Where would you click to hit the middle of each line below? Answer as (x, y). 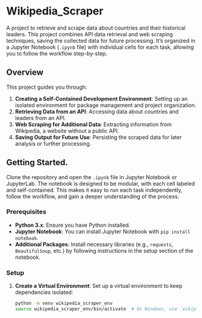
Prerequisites (26, 212)
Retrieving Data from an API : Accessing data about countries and (97, 111)
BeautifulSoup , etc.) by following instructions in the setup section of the (104, 250)
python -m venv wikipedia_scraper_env (64, 304)
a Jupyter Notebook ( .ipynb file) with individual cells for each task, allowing (100, 47)
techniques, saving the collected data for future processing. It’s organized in (101, 40)
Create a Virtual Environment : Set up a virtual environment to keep (99, 286)
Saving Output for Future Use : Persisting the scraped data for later (98, 137)
